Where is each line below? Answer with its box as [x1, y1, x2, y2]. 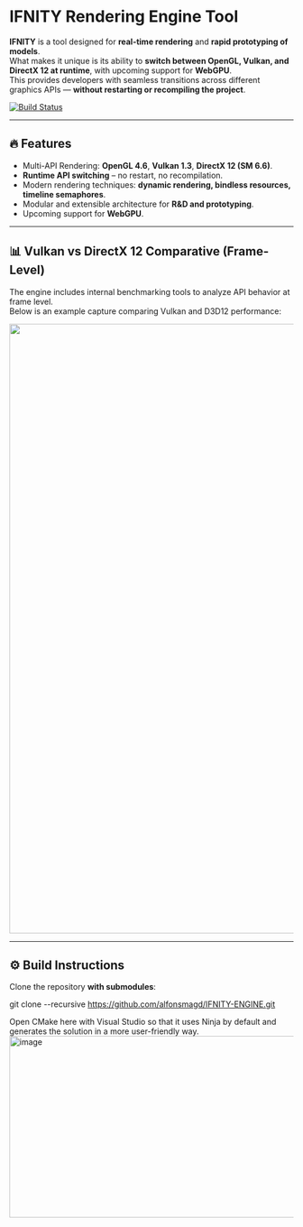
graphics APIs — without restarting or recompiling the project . [9, 84, 246, 95]
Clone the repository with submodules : [9, 982, 156, 992]
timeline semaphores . [22, 189, 106, 199]
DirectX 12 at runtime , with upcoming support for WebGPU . [9, 65, 233, 76]
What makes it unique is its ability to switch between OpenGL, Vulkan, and [9, 55, 289, 66]
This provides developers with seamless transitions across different [9, 74, 261, 85]
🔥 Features [9, 136, 72, 152]
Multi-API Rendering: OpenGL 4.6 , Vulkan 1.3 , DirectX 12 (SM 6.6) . [22, 160, 273, 171]
